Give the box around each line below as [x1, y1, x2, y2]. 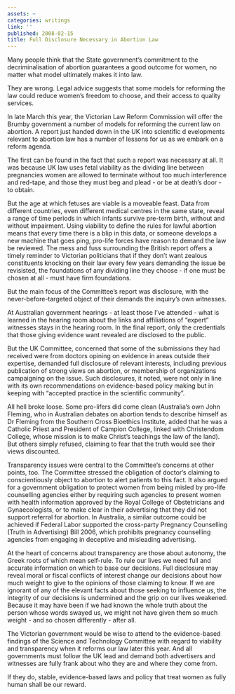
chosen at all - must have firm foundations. [7, 274, 132, 283]
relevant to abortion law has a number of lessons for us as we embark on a [7, 135, 224, 144]
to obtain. [7, 186, 35, 194]
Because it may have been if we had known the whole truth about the [7, 601, 208, 610]
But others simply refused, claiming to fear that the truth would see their [7, 440, 215, 449]
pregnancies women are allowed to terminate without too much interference [7, 171, 227, 179]
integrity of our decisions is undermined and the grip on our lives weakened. [7, 594, 228, 602]
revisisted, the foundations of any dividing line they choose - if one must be [7, 266, 226, 275]
